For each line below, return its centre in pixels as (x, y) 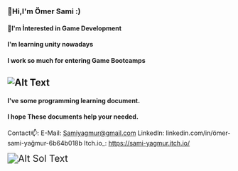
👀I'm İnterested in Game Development (65, 28)
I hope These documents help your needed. (73, 117)
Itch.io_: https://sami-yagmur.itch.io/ (137, 143)
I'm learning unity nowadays (50, 45)
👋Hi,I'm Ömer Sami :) (44, 11)
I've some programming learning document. (74, 100)
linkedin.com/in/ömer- (198, 133)
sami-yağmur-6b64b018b (45, 143)
